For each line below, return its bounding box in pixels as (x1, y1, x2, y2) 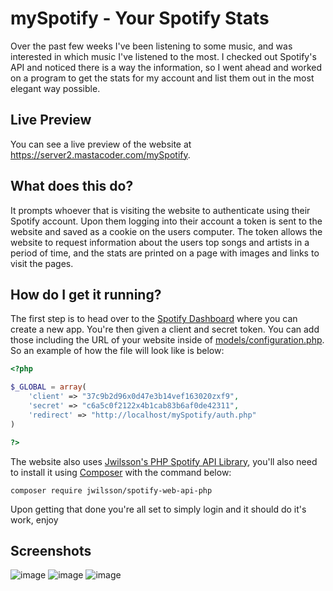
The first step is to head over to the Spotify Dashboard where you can (10, 313, 298, 325)
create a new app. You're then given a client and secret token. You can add (10, 323, 320, 336)
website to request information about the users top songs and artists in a (10, 236, 310, 248)
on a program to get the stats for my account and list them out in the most (10, 72, 315, 84)
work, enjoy (10, 513, 59, 526)
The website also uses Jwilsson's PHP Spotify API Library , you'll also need (10, 455, 318, 467)
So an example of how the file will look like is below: (10, 345, 225, 357)
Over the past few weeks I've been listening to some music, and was (10, 40, 293, 52)
